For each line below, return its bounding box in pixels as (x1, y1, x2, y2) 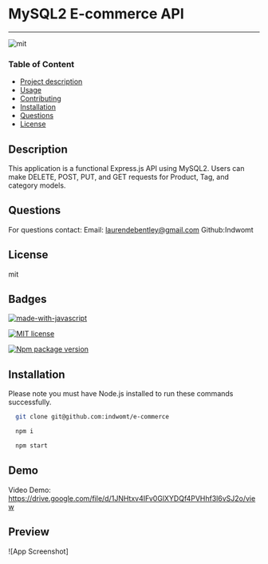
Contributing (19, 93, 61, 104)
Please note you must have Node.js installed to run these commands (8, 389, 234, 399)
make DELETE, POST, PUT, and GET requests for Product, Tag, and (8, 173, 229, 182)
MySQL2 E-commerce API (8, 5, 185, 23)
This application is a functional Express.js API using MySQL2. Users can (8, 164, 245, 173)
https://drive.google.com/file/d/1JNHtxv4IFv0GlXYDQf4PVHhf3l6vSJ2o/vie (8, 493, 256, 503)
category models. (8, 181, 66, 190)
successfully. (8, 397, 52, 407)
